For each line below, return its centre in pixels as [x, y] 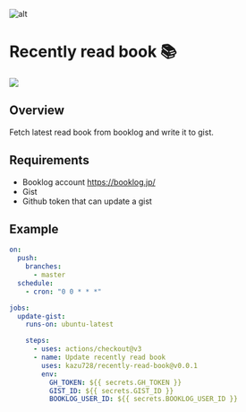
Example [34, 229]
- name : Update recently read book [99, 357]
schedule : [35, 283]
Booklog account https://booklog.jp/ [89, 182]
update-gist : [42, 316]
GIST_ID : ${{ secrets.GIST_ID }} [111, 390]
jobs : [19, 308]
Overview [37, 111]
